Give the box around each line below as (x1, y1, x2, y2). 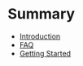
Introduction (19, 31, 61, 41)
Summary (7, 5, 75, 23)
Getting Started (19, 48, 71, 58)
